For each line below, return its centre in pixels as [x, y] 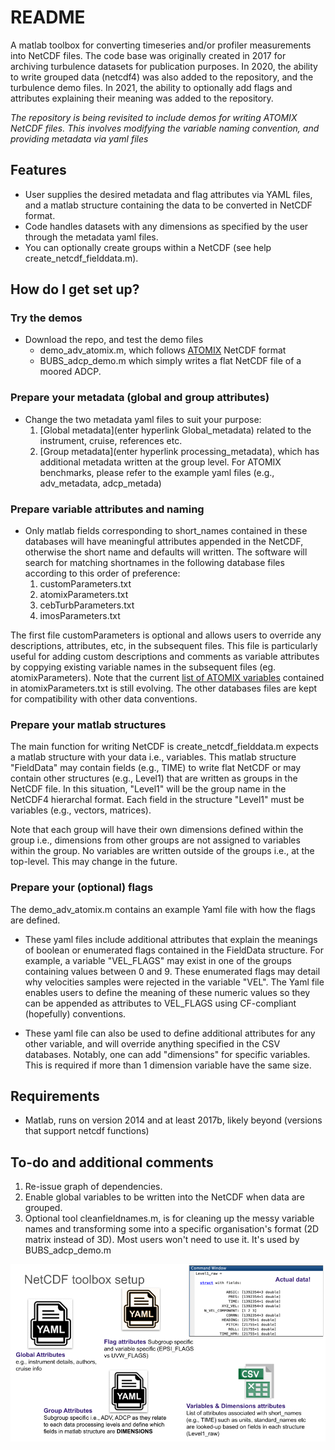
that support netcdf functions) [87, 1131]
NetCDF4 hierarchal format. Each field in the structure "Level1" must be [157, 800]
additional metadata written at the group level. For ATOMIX [160, 462]
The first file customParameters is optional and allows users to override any [166, 635]
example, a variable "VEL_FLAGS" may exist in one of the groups [158, 960]
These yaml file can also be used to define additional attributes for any [170, 1033]
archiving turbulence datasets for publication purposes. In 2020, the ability [164, 66]
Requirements [55, 1096]
